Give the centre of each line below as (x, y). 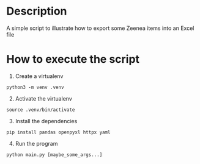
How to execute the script (73, 59)
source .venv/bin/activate (41, 110)
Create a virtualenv (39, 76)
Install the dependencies (46, 121)
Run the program (36, 143)
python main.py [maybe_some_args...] (54, 155)
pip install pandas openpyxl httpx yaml (59, 132)
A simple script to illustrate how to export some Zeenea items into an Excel (100, 28)
